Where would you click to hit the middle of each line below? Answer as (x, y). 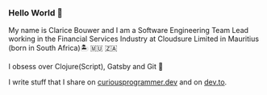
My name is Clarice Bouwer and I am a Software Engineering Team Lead (128, 31)
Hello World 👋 (35, 13)
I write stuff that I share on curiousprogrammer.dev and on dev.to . (118, 82)
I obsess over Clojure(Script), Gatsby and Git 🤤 (86, 67)
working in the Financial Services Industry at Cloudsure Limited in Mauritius (134, 39)
